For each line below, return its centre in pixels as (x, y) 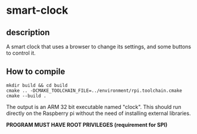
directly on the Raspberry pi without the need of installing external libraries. (98, 113)
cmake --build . (26, 96)
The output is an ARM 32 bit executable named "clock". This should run (94, 107)
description (28, 32)
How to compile (36, 72)
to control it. (21, 53)
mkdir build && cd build (37, 85)
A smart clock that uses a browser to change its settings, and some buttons (99, 46)
